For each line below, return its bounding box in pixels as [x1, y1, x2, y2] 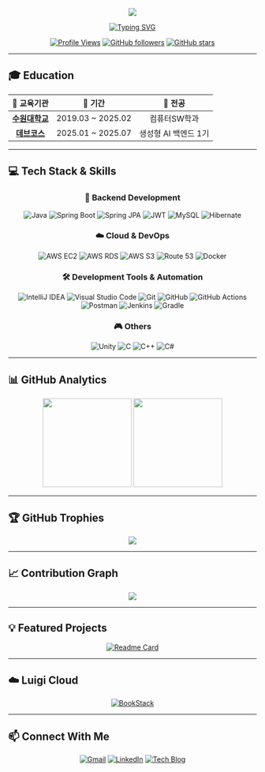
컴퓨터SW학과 [149, 113, 200, 124]
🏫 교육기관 [12, 98, 49, 109]
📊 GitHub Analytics [8, 373, 107, 386]
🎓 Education [8, 69, 75, 82]
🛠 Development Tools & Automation [62, 272, 203, 283]
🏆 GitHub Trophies [8, 511, 105, 524]
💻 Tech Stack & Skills [8, 165, 117, 178]
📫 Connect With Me [8, 729, 110, 743]
